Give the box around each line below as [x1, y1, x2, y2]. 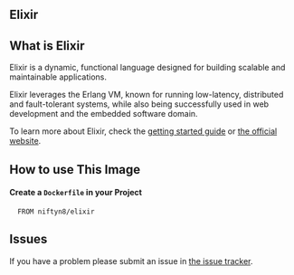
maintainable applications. [9, 71, 107, 82]
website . [9, 136, 42, 147]
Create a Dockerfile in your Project [9, 187, 143, 198]
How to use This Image [9, 162, 141, 177]
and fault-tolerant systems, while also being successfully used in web [9, 99, 270, 109]
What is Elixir [9, 38, 85, 53]
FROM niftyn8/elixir [17, 207, 95, 216]
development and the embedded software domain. [9, 109, 198, 119]
